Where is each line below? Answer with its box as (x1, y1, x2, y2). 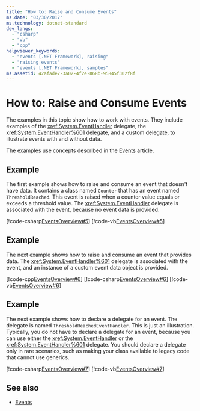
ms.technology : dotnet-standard (6, 20, 87, 26)
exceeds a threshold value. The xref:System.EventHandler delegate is (6, 200, 179, 206)
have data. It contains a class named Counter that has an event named (6, 187, 180, 194)
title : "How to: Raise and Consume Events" (6, 8, 117, 15)
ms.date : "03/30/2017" (6, 14, 63, 20)
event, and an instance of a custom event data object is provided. (6, 264, 168, 271)
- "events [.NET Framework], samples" (11, 64, 109, 71)
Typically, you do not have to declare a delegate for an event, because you (6, 328, 191, 335)
